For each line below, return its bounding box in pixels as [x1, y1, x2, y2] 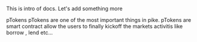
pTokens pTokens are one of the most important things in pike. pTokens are [6, 17, 192, 23]
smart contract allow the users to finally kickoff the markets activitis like [6, 23, 183, 30]
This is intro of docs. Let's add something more [6, 5, 123, 12]
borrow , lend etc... [6, 29, 53, 36]
